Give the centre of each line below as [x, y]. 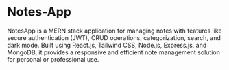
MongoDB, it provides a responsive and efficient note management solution [114, 52]
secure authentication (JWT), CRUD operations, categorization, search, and [114, 37]
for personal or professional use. [53, 59]
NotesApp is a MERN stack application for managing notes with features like [114, 31]
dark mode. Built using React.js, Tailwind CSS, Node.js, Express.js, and [107, 45]
